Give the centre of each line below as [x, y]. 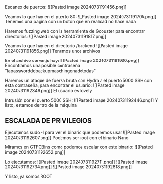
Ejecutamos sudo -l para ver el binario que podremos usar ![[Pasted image [80, 132]
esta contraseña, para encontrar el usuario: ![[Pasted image [65, 85]
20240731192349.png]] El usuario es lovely [49, 91]
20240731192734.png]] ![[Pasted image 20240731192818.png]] [69, 167]
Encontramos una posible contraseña [43, 66]
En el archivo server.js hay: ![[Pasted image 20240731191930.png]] [72, 60]
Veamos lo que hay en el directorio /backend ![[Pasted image [67, 46]
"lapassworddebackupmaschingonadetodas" [51, 71]
